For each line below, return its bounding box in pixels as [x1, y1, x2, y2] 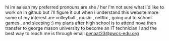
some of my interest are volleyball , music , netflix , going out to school [5, 15, 152, 20]
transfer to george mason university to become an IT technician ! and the [5, 25, 157, 31]
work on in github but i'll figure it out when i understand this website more [5, 9, 159, 15]
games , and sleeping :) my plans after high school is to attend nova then [5, 20, 156, 26]
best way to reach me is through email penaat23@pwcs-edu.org [5, 31, 139, 36]
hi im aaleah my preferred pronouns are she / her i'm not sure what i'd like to [5, 4, 164, 10]
